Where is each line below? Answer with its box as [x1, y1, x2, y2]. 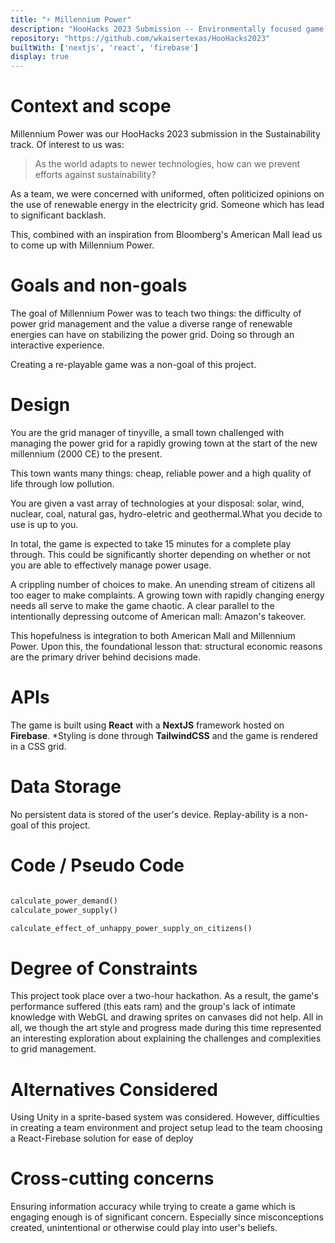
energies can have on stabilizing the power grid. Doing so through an [10, 329, 295, 340]
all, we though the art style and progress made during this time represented [10, 1022, 322, 1034]
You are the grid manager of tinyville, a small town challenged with [10, 426, 285, 438]
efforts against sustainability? [34, 169, 157, 181]
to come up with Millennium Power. [10, 239, 155, 251]
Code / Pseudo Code [10, 854, 185, 876]
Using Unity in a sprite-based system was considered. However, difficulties [10, 1111, 320, 1123]
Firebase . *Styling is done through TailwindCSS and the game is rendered [10, 729, 318, 741]
